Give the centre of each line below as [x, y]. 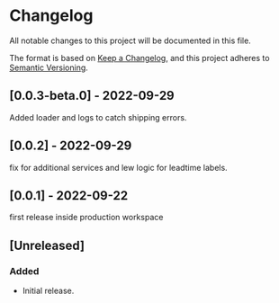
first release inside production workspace [86, 218]
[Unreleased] [47, 245]
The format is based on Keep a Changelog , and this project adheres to [139, 58]
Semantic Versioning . [49, 67]
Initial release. [48, 291]
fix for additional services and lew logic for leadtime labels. [118, 167]
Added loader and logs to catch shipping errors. [98, 117]
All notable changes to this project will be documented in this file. [130, 40]
